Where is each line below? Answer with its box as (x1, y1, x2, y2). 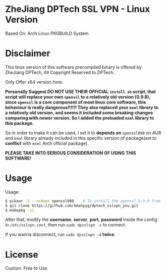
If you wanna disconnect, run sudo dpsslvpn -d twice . (5, 231, 115, 237)
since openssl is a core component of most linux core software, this (5, 99, 146, 105)
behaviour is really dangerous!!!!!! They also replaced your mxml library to (5, 104, 159, 110)
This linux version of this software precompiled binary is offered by (5, 64, 142, 70)
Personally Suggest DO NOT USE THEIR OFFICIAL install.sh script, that (5, 88, 156, 95)
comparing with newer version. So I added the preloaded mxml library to (5, 115, 155, 121)
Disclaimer (5, 48, 51, 59)
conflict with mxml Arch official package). (5, 140, 89, 146)
